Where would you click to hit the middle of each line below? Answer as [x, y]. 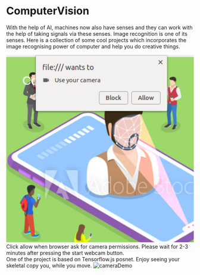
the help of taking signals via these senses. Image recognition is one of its [97, 33]
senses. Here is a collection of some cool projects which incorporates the [96, 40]
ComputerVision [48, 11]
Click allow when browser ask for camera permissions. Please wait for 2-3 [97, 246]
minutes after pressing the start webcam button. [65, 253]
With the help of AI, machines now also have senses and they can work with [99, 27]
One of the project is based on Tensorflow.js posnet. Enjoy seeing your [93, 259]
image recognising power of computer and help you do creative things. [93, 46]
